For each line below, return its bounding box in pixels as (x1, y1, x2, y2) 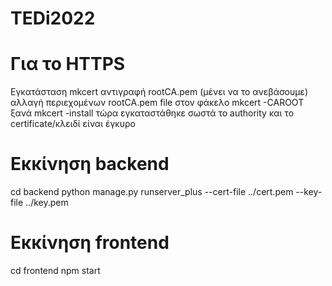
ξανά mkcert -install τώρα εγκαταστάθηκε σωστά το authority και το (10, 107, 295, 119)
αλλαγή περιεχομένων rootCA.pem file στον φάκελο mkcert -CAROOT (10, 97, 305, 109)
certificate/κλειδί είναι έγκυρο (10, 118, 136, 130)
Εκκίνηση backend (10, 153, 170, 176)
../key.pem (25, 197, 69, 209)
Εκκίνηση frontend (10, 232, 170, 254)
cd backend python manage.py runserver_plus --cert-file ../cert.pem (10, 186, 294, 198)
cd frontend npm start (10, 265, 101, 276)
